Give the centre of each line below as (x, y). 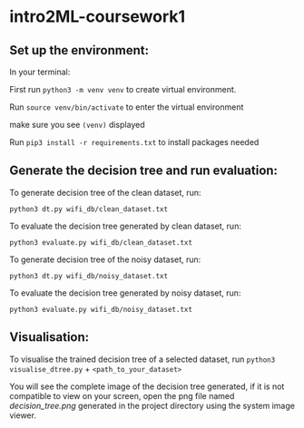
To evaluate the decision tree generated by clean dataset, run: (126, 226)
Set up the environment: (79, 50)
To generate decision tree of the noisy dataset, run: (105, 259)
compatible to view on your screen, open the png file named (122, 395)
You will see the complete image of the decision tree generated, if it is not (147, 386)
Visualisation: (49, 337)
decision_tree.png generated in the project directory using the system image (152, 405)
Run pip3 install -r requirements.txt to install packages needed (134, 142)
